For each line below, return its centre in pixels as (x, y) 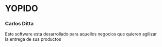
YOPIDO (22, 8)
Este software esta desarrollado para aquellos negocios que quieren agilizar (81, 34)
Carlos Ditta (19, 24)
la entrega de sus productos (33, 39)
